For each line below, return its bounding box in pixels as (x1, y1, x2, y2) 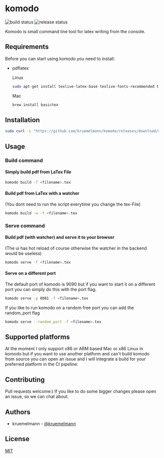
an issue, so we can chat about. (5, 394, 69, 399)
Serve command (5, 222, 45, 229)
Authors (5, 408, 31, 416)
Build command (5, 157, 43, 164)
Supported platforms (5, 333, 70, 341)
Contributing (5, 375, 45, 384)
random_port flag (5, 310, 40, 315)
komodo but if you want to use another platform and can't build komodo (5, 351, 150, 357)
